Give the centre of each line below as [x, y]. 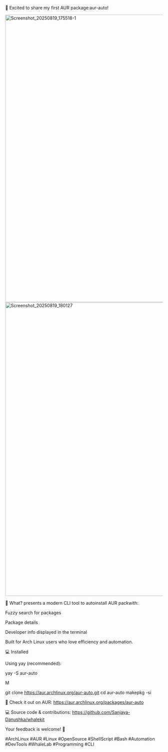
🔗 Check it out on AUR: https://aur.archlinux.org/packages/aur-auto [74, 702]
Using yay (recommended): [33, 663]
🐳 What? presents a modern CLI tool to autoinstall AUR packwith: [72, 603]
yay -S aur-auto [21, 673]
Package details [22, 622]
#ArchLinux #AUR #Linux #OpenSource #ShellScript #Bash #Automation [80, 739]
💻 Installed [17, 652]
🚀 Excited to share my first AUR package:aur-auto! [57, 8]
